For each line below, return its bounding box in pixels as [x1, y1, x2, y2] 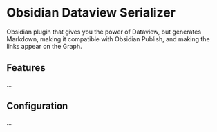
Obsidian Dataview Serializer [6, 5, 176, 21]
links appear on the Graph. [6, 42, 82, 50]
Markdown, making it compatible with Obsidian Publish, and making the [6, 34, 210, 43]
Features [6, 62, 46, 74]
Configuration [6, 100, 68, 112]
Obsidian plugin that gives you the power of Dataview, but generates [6, 27, 202, 36]
